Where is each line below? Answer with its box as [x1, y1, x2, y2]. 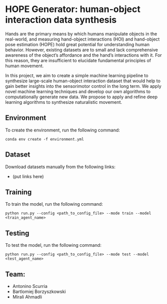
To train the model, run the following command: [5, 201, 103, 207]
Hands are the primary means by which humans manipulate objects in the [5, 31, 157, 37]
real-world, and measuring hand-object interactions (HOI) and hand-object [5, 36, 160, 42]
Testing [5, 229, 30, 237]
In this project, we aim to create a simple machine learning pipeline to [5, 72, 149, 78]
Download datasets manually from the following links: [5, 164, 116, 170]
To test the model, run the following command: [5, 242, 102, 248]
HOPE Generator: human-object [5, 4, 140, 15]
